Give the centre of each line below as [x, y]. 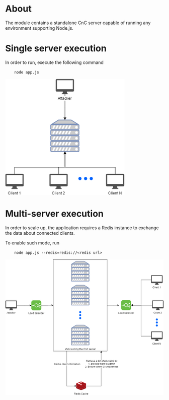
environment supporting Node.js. [39, 28]
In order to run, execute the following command [55, 62]
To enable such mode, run [32, 243]
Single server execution [56, 49]
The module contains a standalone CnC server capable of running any [78, 23]
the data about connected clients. [40, 233]
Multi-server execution [55, 214]
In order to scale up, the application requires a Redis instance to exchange [82, 228]
